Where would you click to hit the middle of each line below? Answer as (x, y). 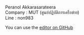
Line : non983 (19, 18)
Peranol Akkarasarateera (31, 7)
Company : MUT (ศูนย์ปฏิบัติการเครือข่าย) (42, 12)
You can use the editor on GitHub (39, 27)
